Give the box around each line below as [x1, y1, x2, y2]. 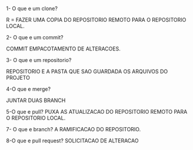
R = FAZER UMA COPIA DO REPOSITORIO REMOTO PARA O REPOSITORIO [6, 16, 187, 23]
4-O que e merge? [6, 86, 51, 93]
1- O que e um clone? [6, 5, 58, 12]
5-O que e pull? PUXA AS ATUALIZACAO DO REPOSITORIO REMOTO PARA [6, 108, 188, 115]
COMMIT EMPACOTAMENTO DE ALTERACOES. [6, 45, 121, 52]
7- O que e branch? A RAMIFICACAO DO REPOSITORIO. [6, 126, 141, 132]
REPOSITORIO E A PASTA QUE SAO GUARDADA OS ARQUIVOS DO [6, 68, 168, 75]
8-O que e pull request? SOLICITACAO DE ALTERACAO [6, 137, 139, 144]
